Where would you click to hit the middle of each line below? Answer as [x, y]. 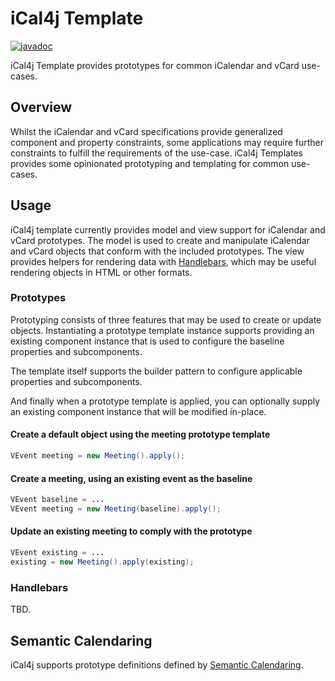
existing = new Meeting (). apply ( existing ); [102, 562]
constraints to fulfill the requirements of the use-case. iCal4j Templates [156, 153]
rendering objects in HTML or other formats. [101, 272]
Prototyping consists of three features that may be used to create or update [166, 319]
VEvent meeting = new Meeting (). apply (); [98, 456]
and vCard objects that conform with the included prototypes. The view [157, 251]
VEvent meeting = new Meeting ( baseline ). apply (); [116, 509]
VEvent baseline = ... [57, 500]
